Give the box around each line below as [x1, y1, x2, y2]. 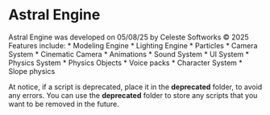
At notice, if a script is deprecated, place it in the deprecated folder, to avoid [8, 82, 263, 92]
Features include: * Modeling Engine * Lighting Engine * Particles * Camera [8, 40, 258, 50]
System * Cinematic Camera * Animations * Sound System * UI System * [8, 49, 250, 59]
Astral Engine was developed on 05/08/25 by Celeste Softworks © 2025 [8, 32, 250, 42]
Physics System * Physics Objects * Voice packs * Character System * [8, 58, 243, 68]
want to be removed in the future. [8, 99, 119, 109]
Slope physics [8, 66, 56, 76]
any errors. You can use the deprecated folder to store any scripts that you [8, 90, 258, 100]
